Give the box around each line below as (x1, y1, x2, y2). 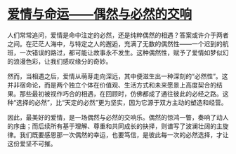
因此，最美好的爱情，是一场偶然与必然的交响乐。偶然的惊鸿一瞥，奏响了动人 (7, 113, 229, 121)
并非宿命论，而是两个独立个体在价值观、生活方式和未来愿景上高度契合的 (7, 80, 216, 89)
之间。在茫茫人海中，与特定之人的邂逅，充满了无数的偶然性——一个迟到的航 (7, 39, 229, 48)
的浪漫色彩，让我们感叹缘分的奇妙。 (7, 57, 112, 65)
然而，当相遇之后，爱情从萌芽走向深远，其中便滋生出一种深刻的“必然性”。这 (7, 71, 228, 80)
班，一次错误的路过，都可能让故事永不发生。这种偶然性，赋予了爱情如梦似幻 (7, 48, 229, 57)
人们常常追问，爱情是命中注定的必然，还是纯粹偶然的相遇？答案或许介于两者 (7, 31, 229, 39)
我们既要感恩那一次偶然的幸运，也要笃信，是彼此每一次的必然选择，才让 (19, 130, 229, 139)
